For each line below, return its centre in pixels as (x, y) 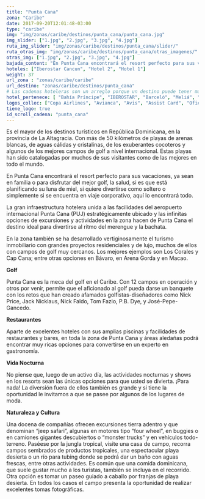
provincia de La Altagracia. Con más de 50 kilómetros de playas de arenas (100, 138)
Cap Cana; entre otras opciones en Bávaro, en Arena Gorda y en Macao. (97, 258)
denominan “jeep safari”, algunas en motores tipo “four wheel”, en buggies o (102, 431)
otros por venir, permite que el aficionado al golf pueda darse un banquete (100, 289)
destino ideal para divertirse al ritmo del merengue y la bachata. (87, 227)
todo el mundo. (25, 164)
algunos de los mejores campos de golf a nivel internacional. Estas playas (99, 151)
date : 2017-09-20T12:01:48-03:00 (49, 23)
